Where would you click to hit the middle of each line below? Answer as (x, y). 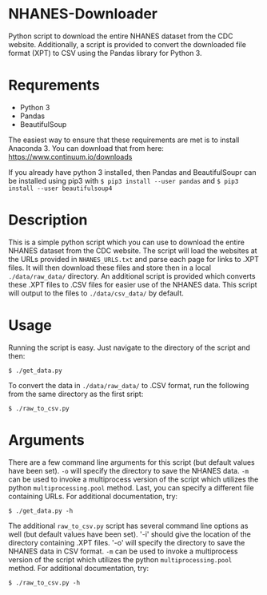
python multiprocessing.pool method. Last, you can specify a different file (131, 487)
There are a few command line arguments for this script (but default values (132, 462)
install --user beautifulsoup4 (60, 188)
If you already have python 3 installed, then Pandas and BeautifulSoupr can (132, 172)
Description (48, 220)
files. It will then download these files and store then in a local (110, 268)
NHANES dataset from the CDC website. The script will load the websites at (133, 250)
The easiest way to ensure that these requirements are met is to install (124, 140)
